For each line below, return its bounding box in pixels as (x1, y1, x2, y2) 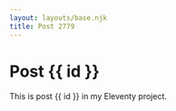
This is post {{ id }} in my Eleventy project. (9, 91, 168, 102)
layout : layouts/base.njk (9, 13, 107, 23)
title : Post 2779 (9, 22, 75, 31)
